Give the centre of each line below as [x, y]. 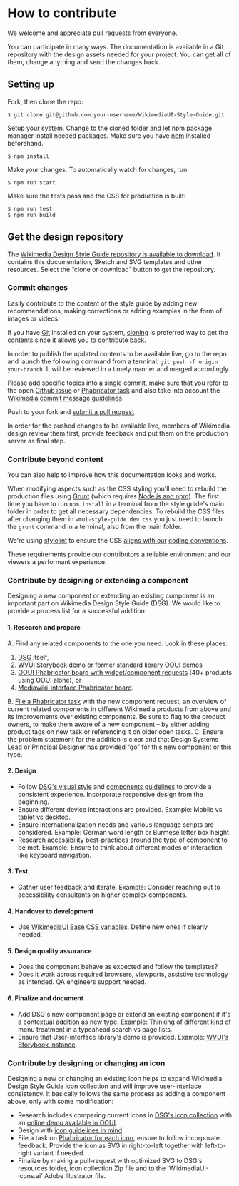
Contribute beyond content [55, 459]
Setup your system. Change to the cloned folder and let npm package [110, 128]
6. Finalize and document [46, 998]
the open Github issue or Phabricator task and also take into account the [114, 390]
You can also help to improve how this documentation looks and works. [112, 475]
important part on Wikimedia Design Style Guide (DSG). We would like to [114, 603]
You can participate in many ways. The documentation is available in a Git [116, 46]
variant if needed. [59, 1153]
